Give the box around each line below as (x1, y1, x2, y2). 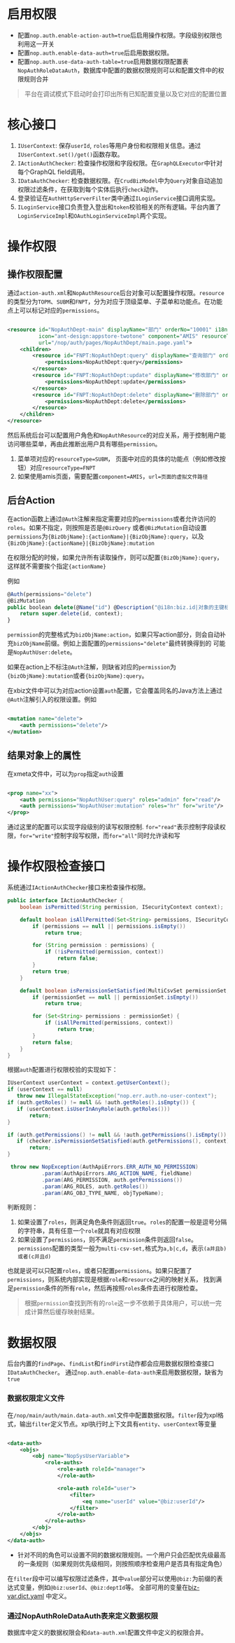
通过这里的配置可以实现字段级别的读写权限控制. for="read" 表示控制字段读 (7, 823, 220, 831)
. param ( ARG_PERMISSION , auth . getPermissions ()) (41, 1176, 183, 1183)
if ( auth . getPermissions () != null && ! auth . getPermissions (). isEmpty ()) (7, 1131, 227, 1138)
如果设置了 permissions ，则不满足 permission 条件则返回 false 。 (17, 1235, 197, 1244)
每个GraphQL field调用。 (17, 168, 89, 176)
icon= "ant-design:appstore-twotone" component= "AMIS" (38, 332, 199, 340)
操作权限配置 (7, 268, 63, 280)
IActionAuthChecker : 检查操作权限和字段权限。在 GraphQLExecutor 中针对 (17, 158, 223, 167)
